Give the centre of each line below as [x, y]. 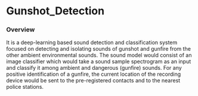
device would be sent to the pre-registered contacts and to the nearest [93, 80]
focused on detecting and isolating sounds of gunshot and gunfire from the [98, 49]
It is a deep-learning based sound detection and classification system [92, 42]
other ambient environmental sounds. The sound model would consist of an [99, 55]
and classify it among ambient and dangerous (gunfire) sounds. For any [94, 68]
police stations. [25, 87]
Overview [21, 30]
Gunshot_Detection [55, 11]
